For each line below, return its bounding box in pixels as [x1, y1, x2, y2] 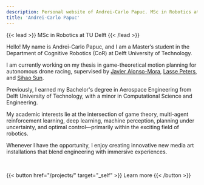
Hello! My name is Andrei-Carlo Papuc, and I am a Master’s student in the [6, 43, 190, 50]
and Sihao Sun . [6, 74, 44, 81]
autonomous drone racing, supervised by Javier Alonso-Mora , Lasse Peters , [6, 67, 197, 75]
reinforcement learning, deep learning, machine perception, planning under [6, 116, 195, 124]
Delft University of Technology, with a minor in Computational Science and [6, 92, 192, 99]
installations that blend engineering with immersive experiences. [6, 148, 168, 155]
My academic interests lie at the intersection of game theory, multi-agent [6, 110, 189, 118]
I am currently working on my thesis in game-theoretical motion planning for [6, 61, 197, 69]
